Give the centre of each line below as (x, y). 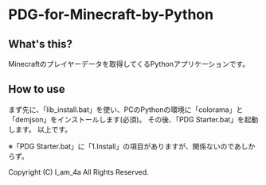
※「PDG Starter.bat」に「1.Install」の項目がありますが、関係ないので (121, 146)
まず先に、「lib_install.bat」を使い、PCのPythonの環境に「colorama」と (126, 110)
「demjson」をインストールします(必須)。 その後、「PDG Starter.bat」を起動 (133, 119)
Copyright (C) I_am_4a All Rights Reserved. (78, 172)
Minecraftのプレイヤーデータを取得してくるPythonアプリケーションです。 (129, 64)
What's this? (41, 44)
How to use (37, 89)
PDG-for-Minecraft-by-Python (111, 15)
